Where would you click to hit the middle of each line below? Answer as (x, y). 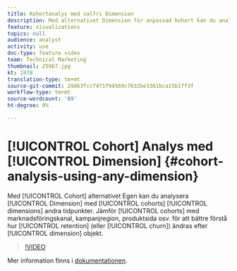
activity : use (28, 46)
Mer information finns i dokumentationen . (68, 260)
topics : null (26, 33)
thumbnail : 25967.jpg (39, 66)
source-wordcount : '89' (42, 99)
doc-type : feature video (44, 53)
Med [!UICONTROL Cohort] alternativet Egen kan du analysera (98, 196)
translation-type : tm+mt (44, 79)
